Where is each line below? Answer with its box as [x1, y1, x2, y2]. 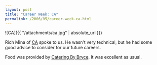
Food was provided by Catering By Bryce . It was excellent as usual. [5, 54, 142, 60]
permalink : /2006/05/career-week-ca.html [5, 16, 92, 21]
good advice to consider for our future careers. [5, 45, 101, 51]
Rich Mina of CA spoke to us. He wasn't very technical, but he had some [5, 39, 152, 45]
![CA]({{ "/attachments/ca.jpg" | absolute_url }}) [5, 30, 102, 36]
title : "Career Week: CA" [5, 12, 58, 17]
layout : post [5, 7, 32, 12]
